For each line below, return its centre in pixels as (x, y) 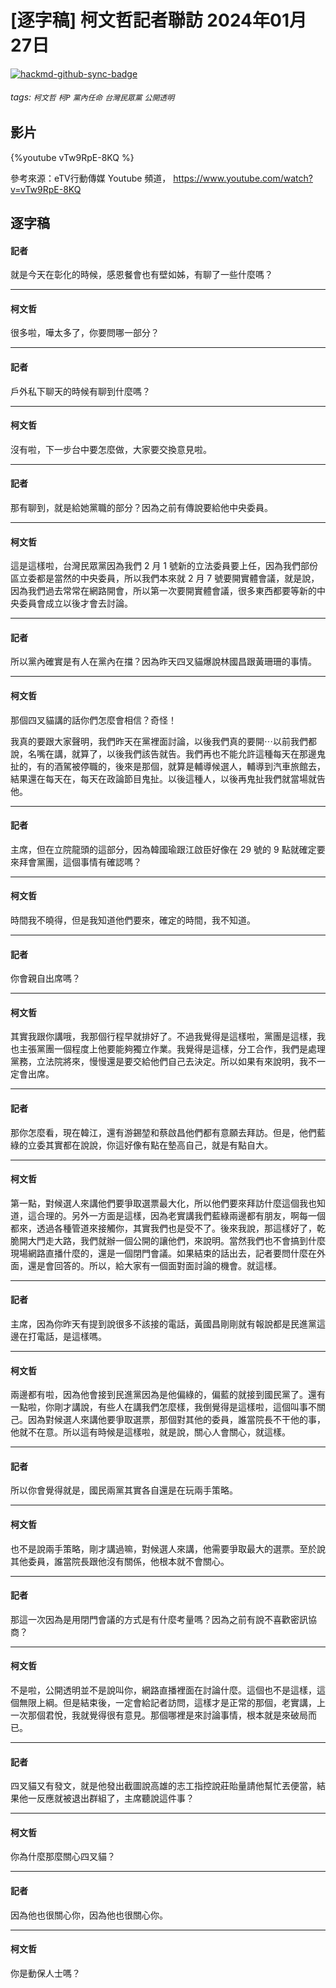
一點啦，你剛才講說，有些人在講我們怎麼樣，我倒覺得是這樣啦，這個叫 (155, 1407)
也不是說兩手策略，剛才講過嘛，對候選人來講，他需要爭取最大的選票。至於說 (168, 1548)
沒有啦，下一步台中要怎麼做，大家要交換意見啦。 (111, 449)
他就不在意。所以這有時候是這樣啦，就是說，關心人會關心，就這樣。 (150, 1432)
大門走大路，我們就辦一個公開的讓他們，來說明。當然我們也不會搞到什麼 (176, 1240)
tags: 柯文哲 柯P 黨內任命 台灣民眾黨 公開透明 (92, 97)
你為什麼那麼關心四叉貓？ (63, 1857)
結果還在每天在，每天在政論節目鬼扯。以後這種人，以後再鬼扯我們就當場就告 (168, 778)
